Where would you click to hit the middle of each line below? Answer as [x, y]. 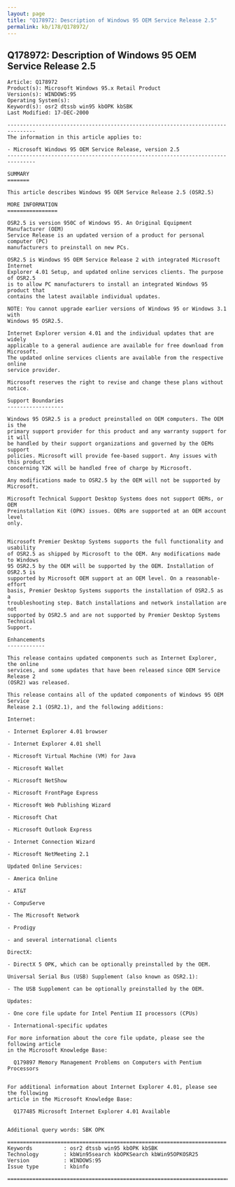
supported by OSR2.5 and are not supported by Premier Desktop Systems [114, 616]
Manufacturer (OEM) [36, 229]
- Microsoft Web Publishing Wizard [59, 805]
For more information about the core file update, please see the [106, 1038]
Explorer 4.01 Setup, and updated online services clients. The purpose [115, 272]
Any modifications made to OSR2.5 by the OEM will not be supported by [114, 480]
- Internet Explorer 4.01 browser [58, 732]
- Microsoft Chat [33, 818]
